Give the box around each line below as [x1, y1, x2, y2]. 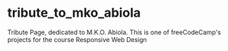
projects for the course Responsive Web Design [7, 35, 147, 43]
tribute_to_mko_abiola [7, 5, 141, 21]
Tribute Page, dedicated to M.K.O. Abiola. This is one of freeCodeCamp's [7, 28, 222, 36]
